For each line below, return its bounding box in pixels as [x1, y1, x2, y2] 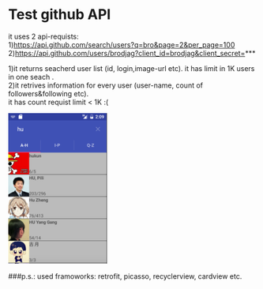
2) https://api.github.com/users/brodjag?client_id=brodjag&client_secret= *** [8, 48, 256, 58]
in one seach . [8, 72, 54, 81]
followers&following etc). [8, 88, 89, 98]
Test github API [8, 6, 111, 24]
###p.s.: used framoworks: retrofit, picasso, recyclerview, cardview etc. [8, 271, 242, 281]
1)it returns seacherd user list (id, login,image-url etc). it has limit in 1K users [8, 63, 255, 73]
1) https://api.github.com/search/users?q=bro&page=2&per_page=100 [8, 39, 235, 49]
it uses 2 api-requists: [8, 32, 79, 41]
